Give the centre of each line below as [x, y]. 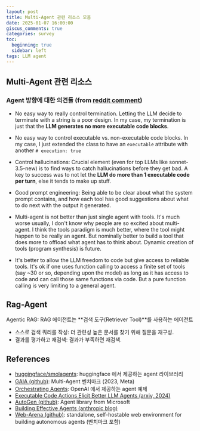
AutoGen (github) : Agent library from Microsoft [72, 402]
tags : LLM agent [26, 56]
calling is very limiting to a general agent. [65, 286]
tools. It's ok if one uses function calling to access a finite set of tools [100, 267]
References [28, 359]
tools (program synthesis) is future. [58, 249]
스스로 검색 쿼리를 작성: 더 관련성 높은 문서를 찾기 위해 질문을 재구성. [94, 333]
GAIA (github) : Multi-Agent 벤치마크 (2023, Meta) [75, 381]
